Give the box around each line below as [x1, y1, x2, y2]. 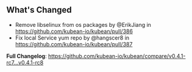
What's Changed [6, 5, 72, 15]
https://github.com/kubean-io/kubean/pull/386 [15, 27, 133, 35]
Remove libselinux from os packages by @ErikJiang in [15, 21, 151, 28]
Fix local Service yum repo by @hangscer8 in [15, 34, 130, 41]
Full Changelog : [6, 52, 47, 60]
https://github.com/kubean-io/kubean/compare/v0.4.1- [48, 52, 186, 60]
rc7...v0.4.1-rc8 [6, 59, 44, 66]
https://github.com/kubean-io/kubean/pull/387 [15, 40, 133, 48]
